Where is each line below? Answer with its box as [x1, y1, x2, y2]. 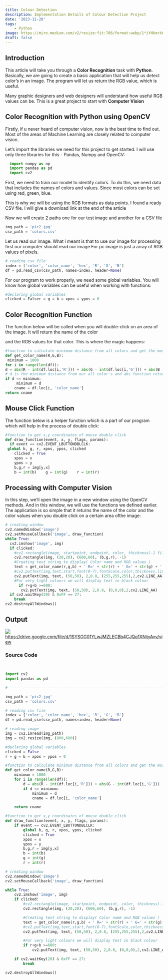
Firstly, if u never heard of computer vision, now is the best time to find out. [5, 126, 160, 132]
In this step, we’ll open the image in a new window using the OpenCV [5, 497, 147, 503]
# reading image [5, 726, 39, 731]
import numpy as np [9, 161, 50, 166]
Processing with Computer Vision [5, 483, 112, 492]
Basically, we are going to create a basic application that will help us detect [5, 72, 160, 78]
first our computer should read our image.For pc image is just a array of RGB [5, 243, 163, 249]
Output [5, 615, 27, 624]
